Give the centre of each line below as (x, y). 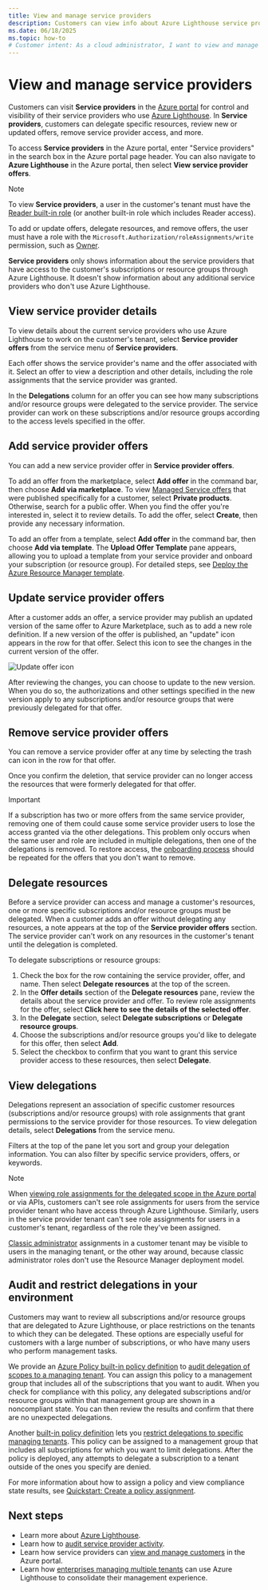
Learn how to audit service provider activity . (92, 1544)
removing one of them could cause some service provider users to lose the (132, 824)
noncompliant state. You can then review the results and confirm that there (131, 1409)
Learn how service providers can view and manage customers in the (132, 1552)
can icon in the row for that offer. (62, 761)
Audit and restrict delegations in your (103, 1285)
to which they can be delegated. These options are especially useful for (126, 1334)
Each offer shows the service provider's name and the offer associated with (133, 363)
